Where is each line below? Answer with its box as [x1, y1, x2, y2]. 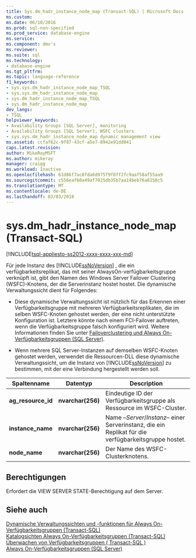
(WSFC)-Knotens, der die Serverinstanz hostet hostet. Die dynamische [6, 280, 176, 287]
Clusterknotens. [105, 452, 149, 460]
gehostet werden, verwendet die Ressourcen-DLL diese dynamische [14, 353, 180, 360]
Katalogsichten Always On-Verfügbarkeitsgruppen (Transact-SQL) [6, 532, 166, 539]
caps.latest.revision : [6, 145, 61, 150]
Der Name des [105, 445, 145, 453]
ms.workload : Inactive [6, 166, 61, 173]
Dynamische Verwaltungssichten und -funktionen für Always [6, 520, 152, 527]
